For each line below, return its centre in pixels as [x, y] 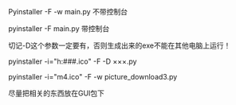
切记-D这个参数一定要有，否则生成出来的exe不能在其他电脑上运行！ [120, 45]
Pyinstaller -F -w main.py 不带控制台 [68, 12]
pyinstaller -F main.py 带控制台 [59, 29]
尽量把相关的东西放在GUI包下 [57, 93]
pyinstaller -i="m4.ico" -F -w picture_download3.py [93, 77]
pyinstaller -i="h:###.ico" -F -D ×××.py [73, 61]
